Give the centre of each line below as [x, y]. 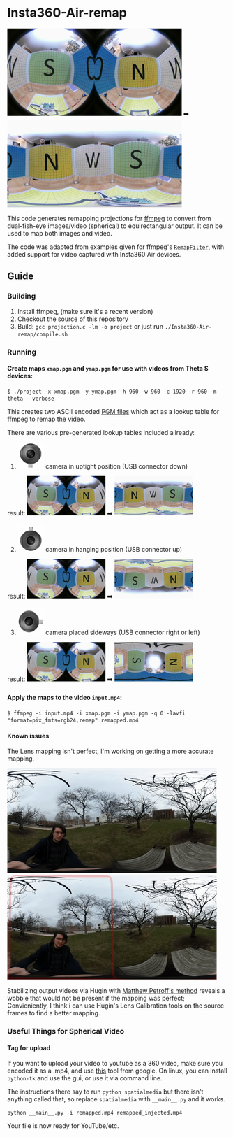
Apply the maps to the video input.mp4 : [65, 698]
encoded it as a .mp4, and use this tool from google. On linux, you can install [117, 1071]
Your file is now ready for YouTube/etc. [63, 1126]
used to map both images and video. [60, 233]
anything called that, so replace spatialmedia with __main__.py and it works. [116, 1099]
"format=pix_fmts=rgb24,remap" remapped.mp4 [73, 720]
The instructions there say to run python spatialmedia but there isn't [105, 1092]
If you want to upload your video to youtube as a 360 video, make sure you [115, 1064]
